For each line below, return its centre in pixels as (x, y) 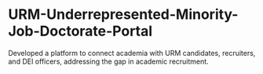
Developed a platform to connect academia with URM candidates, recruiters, (132, 53)
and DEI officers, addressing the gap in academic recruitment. (109, 61)
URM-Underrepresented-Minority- (123, 15)
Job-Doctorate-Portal (80, 31)
